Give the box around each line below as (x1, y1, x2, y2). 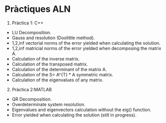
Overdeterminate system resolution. (11, 101, 85, 107)
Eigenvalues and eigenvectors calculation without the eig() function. (11, 107, 152, 113)
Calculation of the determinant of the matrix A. (11, 66, 107, 72)
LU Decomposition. (11, 29, 52, 35)
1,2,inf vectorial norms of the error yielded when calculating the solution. (11, 40, 161, 46)
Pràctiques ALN (4, 3, 71, 15)
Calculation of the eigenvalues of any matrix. (11, 77, 104, 83)
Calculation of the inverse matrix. (11, 56, 80, 61)
